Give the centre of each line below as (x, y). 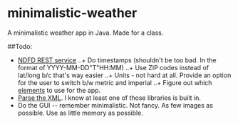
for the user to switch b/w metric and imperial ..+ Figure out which (115, 82)
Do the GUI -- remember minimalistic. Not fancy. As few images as (115, 105)
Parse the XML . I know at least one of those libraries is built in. (109, 98)
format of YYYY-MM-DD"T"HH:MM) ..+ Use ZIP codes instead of (113, 67)
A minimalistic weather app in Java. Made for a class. (86, 33)
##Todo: (20, 46)
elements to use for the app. (59, 90)
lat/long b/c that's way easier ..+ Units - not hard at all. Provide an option (124, 75)
